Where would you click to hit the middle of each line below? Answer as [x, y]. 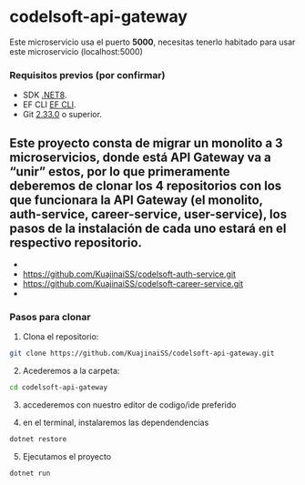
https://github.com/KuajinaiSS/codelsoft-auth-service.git [129, 274]
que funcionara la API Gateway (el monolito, [136, 200]
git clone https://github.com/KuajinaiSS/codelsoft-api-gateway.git [142, 354]
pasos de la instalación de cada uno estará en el [148, 228]
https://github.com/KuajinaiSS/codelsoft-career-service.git [133, 284]
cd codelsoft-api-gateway [58, 388]
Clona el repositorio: [61, 337]
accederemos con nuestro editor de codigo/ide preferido [129, 405]
